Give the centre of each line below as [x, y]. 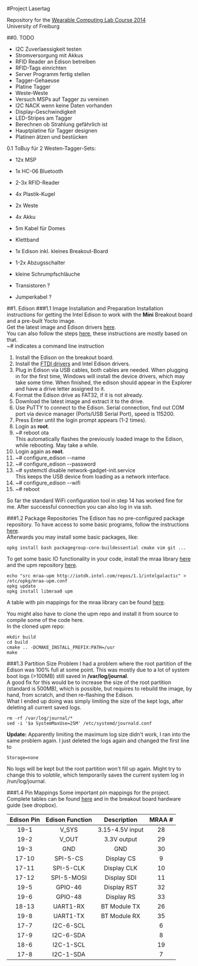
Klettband [27, 240]
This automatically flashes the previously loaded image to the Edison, [99, 439]
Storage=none [23, 758]
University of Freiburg [33, 26]
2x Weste [27, 205]
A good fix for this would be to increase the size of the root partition [89, 682]
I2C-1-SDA [69, 954]
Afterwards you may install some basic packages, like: [72, 537]
